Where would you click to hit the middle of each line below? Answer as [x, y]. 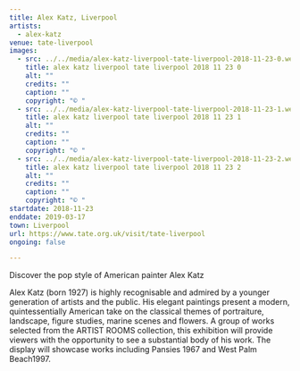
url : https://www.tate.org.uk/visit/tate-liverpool [107, 233]
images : [24, 51]
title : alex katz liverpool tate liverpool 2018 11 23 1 [133, 117]
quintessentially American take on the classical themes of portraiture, [137, 312]
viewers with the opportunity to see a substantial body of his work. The [140, 340]
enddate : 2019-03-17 [48, 217]
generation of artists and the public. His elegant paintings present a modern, [150, 302]
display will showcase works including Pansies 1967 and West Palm [133, 350]
